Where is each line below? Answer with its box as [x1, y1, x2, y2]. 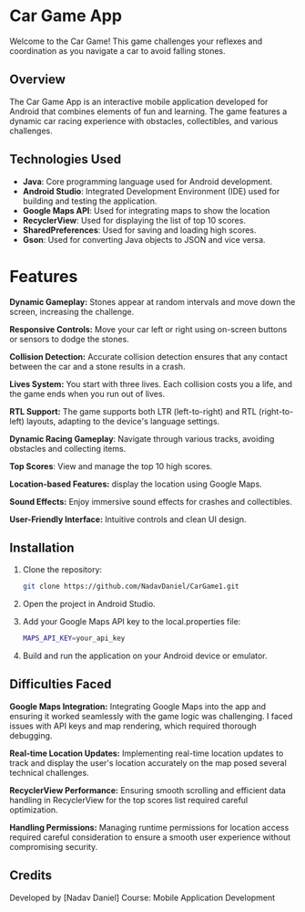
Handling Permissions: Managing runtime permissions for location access [9, 822, 290, 833]
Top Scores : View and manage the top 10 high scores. [9, 460, 213, 471]
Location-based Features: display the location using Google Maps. [9, 478, 262, 489]
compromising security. [9, 841, 98, 852]
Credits [9, 868, 53, 884]
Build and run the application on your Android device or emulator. [22, 650, 268, 662]
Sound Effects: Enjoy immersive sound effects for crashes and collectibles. [9, 496, 293, 507]
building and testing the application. [22, 195, 158, 206]
